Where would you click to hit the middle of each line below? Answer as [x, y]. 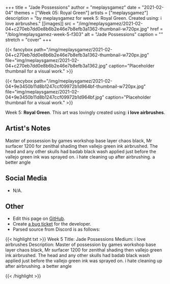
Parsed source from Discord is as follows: [56, 229]
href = [157, 29]
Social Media [26, 178]
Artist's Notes [28, 128]
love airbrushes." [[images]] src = [40, 23]
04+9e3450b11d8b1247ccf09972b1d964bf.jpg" [55, 97]
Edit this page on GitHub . [39, 218]
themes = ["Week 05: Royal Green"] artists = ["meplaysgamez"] [81, 13]
